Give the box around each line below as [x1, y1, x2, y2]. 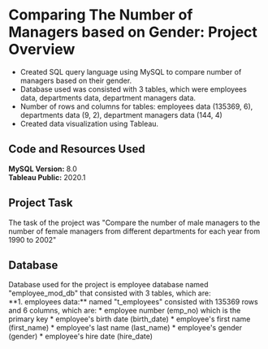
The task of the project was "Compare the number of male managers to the [8, 218, 261, 227]
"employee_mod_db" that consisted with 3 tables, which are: [8, 288, 211, 298]
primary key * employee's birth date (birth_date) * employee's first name [8, 314, 251, 324]
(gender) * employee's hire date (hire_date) [8, 331, 153, 342]
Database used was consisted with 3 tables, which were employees [19, 84, 248, 94]
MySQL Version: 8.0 [8, 164, 77, 174]
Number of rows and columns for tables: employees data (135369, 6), [19, 101, 253, 111]
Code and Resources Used [8, 142, 145, 156]
